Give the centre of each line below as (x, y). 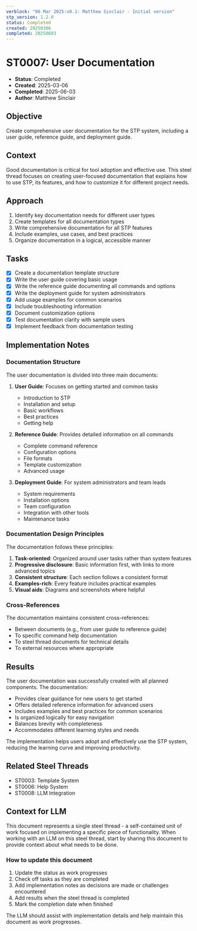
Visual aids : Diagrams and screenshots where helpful (80, 589)
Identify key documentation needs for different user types (84, 215)
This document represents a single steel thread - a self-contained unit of (94, 826)
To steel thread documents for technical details (72, 642)
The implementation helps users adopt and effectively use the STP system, (97, 741)
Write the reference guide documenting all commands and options (95, 286)
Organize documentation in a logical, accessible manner (83, 240)
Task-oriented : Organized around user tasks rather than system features (103, 558)
